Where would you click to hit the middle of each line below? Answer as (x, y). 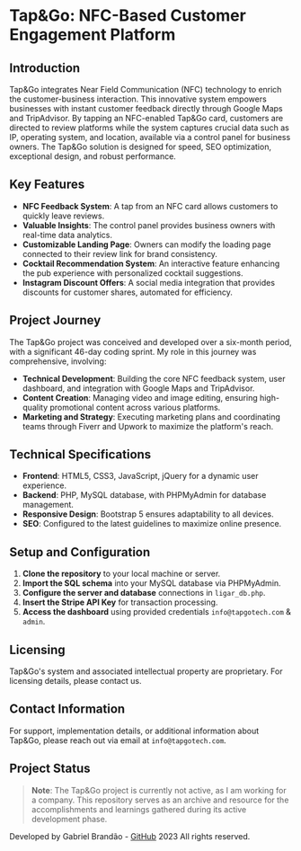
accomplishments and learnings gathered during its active (139, 809)
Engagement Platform (93, 35)
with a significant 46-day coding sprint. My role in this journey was (133, 351)
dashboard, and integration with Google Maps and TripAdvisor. (138, 388)
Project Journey (55, 320)
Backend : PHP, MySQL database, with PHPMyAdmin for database (144, 495)
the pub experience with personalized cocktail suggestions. (133, 273)
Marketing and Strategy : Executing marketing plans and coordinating (151, 417)
